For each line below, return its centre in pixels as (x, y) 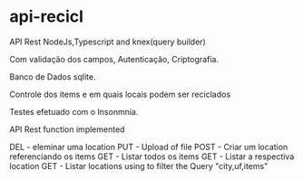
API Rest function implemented (67, 129)
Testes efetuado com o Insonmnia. (74, 111)
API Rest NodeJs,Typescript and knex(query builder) (108, 42)
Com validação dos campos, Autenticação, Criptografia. (114, 59)
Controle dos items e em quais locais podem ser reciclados (120, 94)
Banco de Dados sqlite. (53, 76)
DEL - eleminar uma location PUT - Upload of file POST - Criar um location (149, 147)
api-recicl (47, 17)
